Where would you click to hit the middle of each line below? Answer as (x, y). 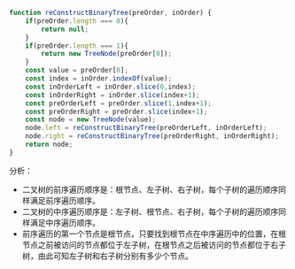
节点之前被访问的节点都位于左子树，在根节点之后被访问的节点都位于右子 (154, 244)
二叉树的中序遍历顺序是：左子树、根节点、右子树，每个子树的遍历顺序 (150, 211)
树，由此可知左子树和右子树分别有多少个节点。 (107, 256)
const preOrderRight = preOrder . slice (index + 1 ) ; (116, 111)
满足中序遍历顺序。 (65, 222)
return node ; (49, 144)
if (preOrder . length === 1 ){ (77, 46)
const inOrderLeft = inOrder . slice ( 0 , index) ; (111, 87)
